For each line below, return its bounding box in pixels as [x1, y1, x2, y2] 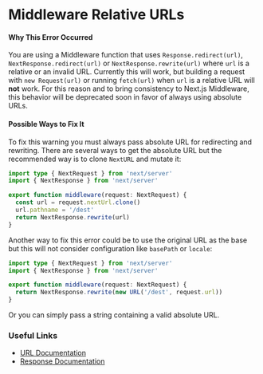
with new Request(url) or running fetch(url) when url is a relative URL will [8, 76, 255, 85]
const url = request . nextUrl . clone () [15, 199, 141, 207]
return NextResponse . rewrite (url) [15, 213, 130, 221]
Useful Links [8, 330, 58, 341]
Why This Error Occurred [8, 32, 93, 41]
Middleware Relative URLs [8, 6, 185, 24]
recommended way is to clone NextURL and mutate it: [8, 154, 182, 163]
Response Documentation [19, 356, 105, 366]
